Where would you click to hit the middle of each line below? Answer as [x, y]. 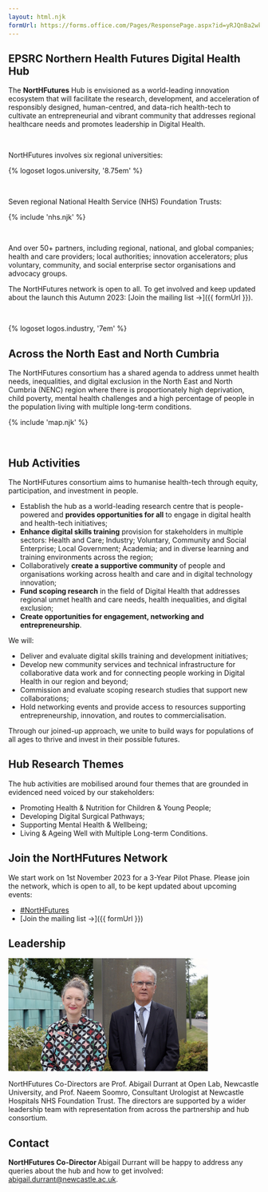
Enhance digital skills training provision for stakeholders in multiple [131, 531]
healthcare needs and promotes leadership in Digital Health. [107, 125]
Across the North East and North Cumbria [114, 354]
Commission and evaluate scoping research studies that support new [134, 689]
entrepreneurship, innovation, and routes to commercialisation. [123, 715]
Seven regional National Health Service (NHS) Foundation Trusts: [115, 202]
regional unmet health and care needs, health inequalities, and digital [133, 599]
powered [34, 515]
